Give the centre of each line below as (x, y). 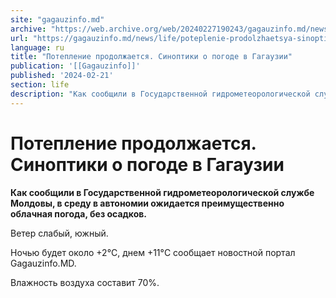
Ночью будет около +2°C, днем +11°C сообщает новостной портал (153, 252)
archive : (28, 29)
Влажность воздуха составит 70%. (85, 282)
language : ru (37, 47)
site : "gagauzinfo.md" (57, 19)
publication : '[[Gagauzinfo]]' (75, 66)
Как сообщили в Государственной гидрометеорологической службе (162, 192)
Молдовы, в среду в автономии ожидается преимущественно (147, 203)
